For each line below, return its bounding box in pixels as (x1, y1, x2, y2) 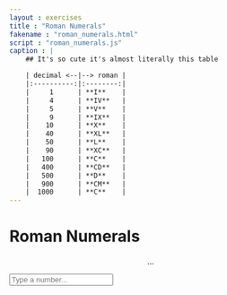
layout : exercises (9, 13, 83, 22)
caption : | (9, 47, 54, 56)
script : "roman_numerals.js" (9, 38, 123, 48)
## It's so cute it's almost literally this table (25, 55, 219, 64)
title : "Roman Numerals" (9, 22, 106, 30)
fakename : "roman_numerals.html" (9, 30, 139, 39)
